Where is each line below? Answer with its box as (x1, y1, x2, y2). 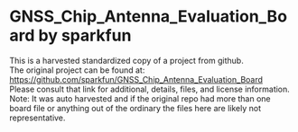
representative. (9, 112, 66, 123)
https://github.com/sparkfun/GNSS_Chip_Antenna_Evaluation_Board (9, 74, 264, 84)
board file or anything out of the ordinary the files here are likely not (9, 102, 262, 113)
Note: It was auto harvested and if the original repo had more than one (9, 92, 271, 104)
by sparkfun (38, 25, 132, 46)
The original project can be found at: (9, 65, 145, 75)
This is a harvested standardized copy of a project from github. (9, 55, 244, 66)
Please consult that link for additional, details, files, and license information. (9, 84, 291, 94)
